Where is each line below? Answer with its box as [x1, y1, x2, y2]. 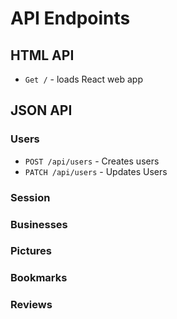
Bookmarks [10, 271, 68, 285]
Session [10, 190, 51, 204]
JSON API [10, 102, 73, 119]
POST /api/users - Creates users [24, 155, 160, 167]
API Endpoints [10, 7, 131, 30]
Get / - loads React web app [24, 73, 143, 85]
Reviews [10, 298, 53, 312]
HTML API [10, 47, 75, 64]
